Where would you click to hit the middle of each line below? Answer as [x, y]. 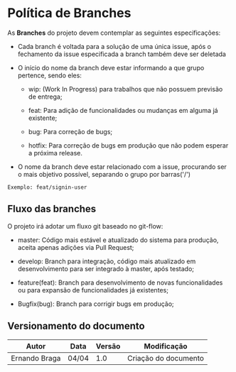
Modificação [166, 346]
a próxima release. [55, 153]
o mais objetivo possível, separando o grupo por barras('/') [104, 174]
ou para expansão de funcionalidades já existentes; [93, 290]
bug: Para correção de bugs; [70, 131]
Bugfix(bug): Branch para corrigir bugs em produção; [96, 304]
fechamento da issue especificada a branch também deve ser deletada [122, 54]
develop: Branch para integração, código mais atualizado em [107, 261]
